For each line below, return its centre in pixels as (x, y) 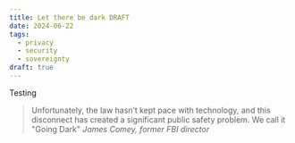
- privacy (35, 42)
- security (38, 51)
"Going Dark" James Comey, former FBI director (120, 129)
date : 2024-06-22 (42, 26)
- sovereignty (43, 59)
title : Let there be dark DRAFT (69, 17)
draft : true (31, 68)
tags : (19, 34)
